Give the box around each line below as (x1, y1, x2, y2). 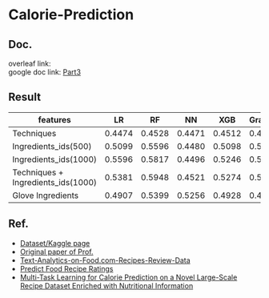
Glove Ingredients (12, 190, 79, 201)
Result (8, 91, 42, 104)
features (38, 114, 71, 125)
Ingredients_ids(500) (12, 140, 92, 151)
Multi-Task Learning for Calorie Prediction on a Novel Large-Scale (19, 272, 238, 282)
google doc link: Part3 (8, 67, 82, 77)
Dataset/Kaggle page (19, 238, 90, 248)
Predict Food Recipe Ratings (19, 264, 114, 273)
